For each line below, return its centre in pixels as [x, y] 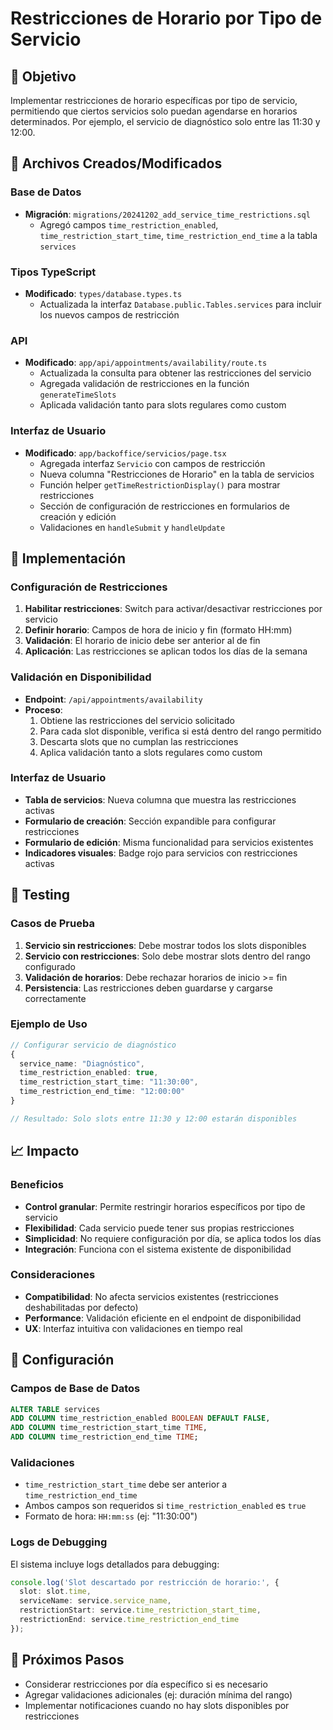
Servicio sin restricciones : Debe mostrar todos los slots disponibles [165, 945]
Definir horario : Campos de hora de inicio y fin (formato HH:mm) [158, 630]
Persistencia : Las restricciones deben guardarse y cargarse [148, 988]
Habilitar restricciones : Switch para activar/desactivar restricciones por [173, 609]
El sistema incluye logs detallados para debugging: [115, 1564]
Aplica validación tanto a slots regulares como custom [151, 752]
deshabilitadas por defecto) [81, 1307]
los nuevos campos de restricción [109, 314]
